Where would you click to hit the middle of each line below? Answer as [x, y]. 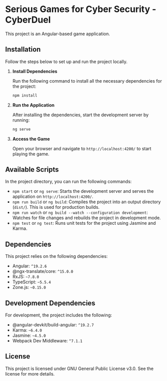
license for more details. [30, 373]
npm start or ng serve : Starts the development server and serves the [83, 191]
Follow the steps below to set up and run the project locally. [66, 62]
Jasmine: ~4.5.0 [29, 335]
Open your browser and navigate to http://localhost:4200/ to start [82, 148]
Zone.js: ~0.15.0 [29, 287]
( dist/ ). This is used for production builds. [56, 207]
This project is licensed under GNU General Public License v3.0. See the [79, 368]
